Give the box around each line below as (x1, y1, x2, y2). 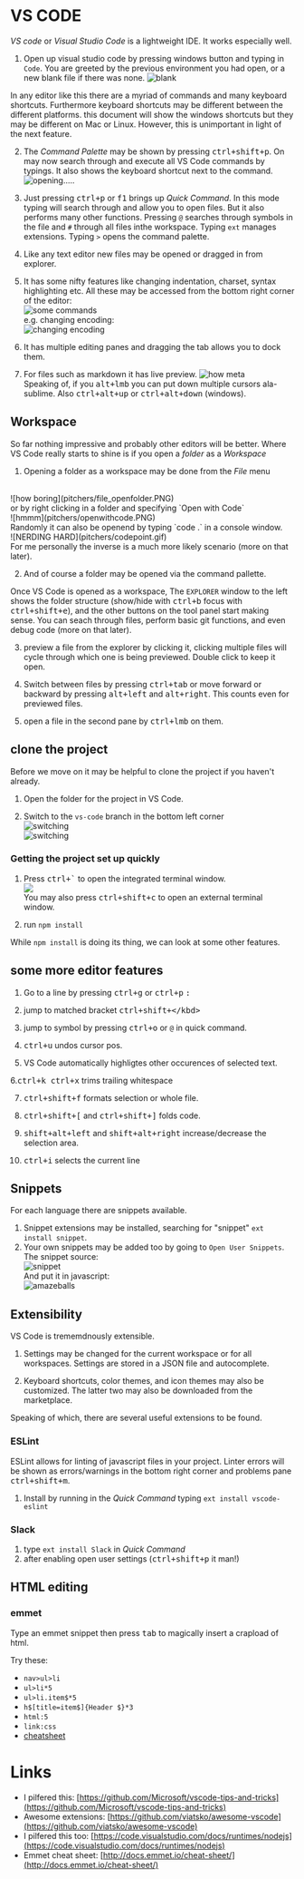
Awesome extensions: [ (23, 1811, 111, 1822)
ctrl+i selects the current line (23, 1154, 141, 1165)
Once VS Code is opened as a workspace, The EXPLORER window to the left (10, 586, 289, 597)
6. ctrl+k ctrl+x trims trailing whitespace (10, 1075, 174, 1086)
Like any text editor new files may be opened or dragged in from (23, 248, 263, 259)
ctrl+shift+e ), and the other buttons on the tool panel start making (10, 605, 270, 616)
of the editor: (23, 295, 72, 306)
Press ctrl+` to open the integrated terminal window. (23, 872, 226, 884)
